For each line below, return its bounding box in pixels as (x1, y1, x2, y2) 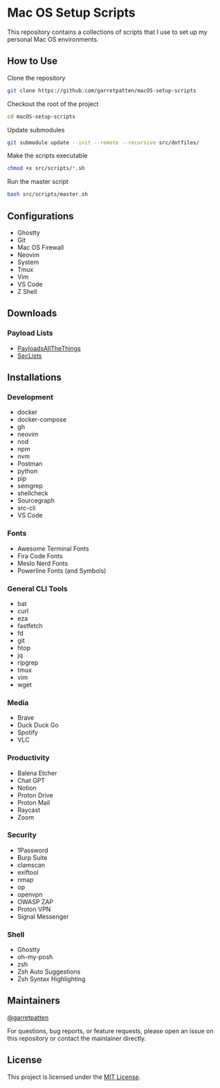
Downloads (7, 307, 57, 320)
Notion (17, 784, 37, 792)
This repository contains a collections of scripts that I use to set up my (7, 28, 208, 36)
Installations (7, 372, 62, 383)
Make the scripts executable (7, 151, 88, 160)
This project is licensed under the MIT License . (7, 1073, 141, 1081)
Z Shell (17, 287, 37, 295)
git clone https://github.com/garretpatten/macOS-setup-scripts (7, 87, 196, 94)
